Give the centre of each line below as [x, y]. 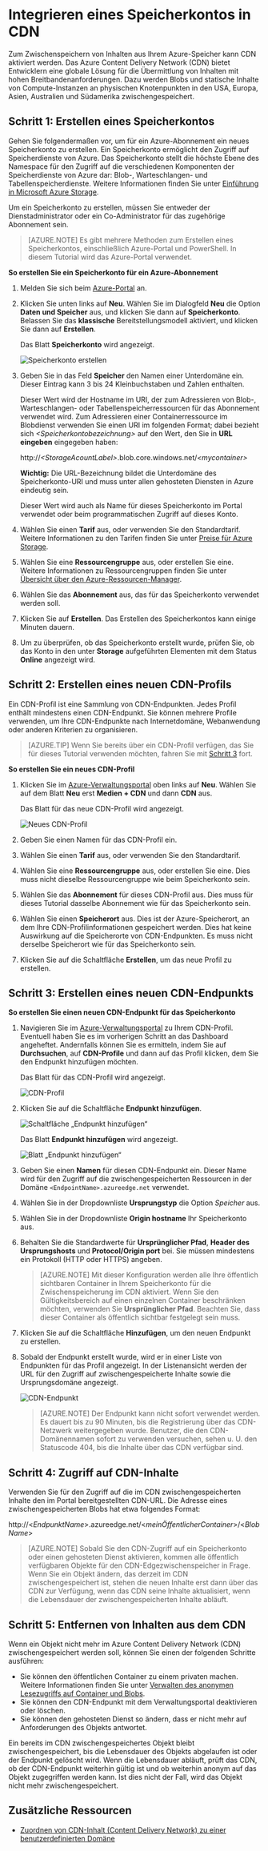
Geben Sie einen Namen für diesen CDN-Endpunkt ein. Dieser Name [133, 1171]
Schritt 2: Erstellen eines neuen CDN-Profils [120, 685]
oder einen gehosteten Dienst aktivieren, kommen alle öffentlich [133, 1557]
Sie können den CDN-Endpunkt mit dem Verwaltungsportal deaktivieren [138, 1702]
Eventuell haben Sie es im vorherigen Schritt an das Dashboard [124, 1036]
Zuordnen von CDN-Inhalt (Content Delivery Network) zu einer [123, 1829]
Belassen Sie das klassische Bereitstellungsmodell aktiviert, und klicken [139, 320]
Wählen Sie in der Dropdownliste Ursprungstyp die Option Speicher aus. [140, 1203]
